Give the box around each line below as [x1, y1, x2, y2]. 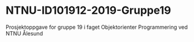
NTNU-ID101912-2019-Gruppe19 [5, 4, 172, 17]
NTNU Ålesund [5, 29, 44, 37]
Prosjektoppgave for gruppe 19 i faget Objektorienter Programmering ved [5, 23, 188, 31]
